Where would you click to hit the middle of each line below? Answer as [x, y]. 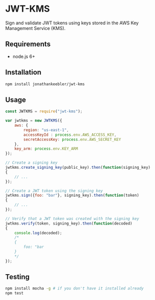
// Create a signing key [31, 163]
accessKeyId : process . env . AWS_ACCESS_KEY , [70, 135]
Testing [17, 277]
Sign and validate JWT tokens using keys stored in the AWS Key [72, 23]
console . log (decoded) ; [38, 233]
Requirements [28, 44]
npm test [14, 293]
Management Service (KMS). [35, 28]
